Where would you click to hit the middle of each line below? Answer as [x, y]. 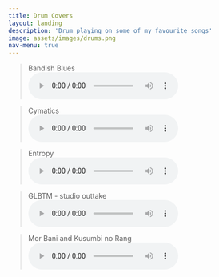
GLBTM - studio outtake [67, 196]
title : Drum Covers [41, 16]
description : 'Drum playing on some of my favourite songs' [111, 30]
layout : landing [35, 23]
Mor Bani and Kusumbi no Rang [80, 239]
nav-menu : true [34, 46]
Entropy [41, 154]
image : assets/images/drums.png [62, 38]
